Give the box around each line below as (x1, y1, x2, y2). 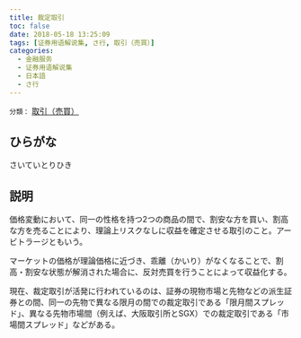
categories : (9, 47, 54, 56)
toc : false (9, 22, 50, 30)
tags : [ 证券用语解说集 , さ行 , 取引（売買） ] (9, 38, 155, 48)
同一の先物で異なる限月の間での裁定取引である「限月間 (48, 297, 253, 308)
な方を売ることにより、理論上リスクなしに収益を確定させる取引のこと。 (9, 225, 277, 236)
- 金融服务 (17, 55, 53, 64)
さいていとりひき (9, 160, 73, 170)
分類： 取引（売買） (9, 105, 79, 117)
